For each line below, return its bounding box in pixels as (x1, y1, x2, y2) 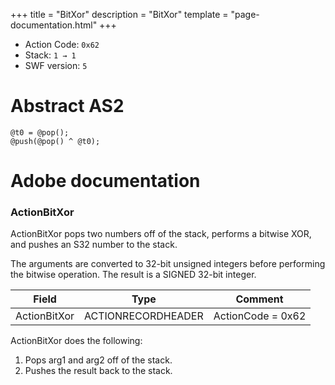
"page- (230, 9, 260, 20)
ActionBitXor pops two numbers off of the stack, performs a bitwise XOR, (10, 228, 312, 240)
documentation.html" (10, 19, 98, 31)
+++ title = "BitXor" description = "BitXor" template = (10, 9, 229, 20)
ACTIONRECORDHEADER (84, 309, 204, 323)
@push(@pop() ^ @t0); (10, 136, 101, 146)
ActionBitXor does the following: (10, 335, 143, 347)
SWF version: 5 (24, 60, 88, 71)
